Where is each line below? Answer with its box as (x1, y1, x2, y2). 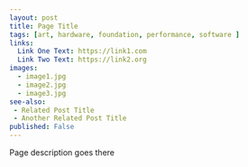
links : (9, 38, 34, 48)
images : (9, 64, 39, 73)
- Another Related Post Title (13, 114, 127, 123)
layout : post (9, 13, 59, 23)
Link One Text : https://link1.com (17, 47, 147, 56)
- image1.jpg (17, 72, 67, 81)
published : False (9, 123, 75, 132)
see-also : (9, 97, 47, 107)
